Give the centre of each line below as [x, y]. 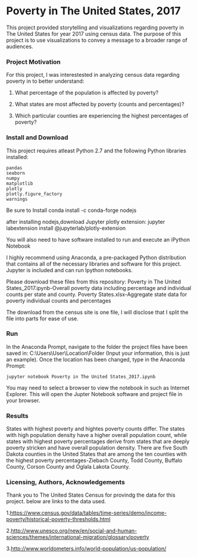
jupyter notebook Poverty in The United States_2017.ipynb [81, 376]
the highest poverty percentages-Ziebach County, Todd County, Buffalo [94, 460]
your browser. [23, 400]
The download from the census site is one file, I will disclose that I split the [97, 312]
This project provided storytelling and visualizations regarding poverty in [95, 27]
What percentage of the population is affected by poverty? [87, 93]
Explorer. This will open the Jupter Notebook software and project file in [94, 394]
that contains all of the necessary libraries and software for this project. [94, 264]
